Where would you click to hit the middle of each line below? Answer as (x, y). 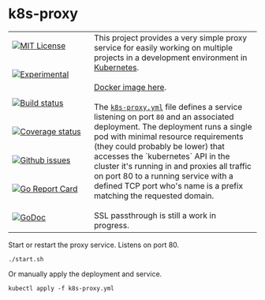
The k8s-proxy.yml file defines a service (168, 107)
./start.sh (26, 259)
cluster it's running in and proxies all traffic (173, 166)
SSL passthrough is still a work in (155, 216)
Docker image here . (131, 87)
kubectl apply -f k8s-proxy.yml (61, 288)
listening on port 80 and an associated (164, 117)
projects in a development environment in (171, 58)
